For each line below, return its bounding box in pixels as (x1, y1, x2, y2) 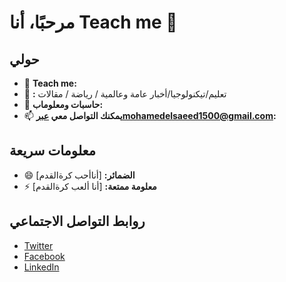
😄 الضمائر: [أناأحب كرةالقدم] (23, 169, 136, 181)
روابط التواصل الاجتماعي (9, 213, 146, 230)
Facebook (23, 250, 66, 262)
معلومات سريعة (9, 142, 96, 160)
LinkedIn (23, 261, 60, 273)
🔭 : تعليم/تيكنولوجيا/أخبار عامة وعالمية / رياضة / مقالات (23, 88, 227, 100)
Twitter (23, 239, 54, 251)
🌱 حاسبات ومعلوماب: (23, 99, 104, 110)
